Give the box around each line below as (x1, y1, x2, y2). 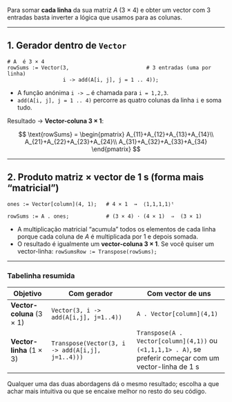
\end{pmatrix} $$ (91, 145, 141, 153)
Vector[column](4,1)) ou (136, 335, 217, 345)
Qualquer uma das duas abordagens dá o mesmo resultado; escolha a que (7, 379, 220, 387)
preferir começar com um (136, 353, 220, 362)
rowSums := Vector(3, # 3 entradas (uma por (7, 64, 212, 71)
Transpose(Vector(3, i (51, 339, 126, 347)
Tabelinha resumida (7, 270, 75, 280)
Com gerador (68, 288, 113, 298)
